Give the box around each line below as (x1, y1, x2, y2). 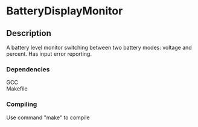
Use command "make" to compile (6, 114, 90, 121)
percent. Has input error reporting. (6, 50, 92, 58)
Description (6, 28, 51, 38)
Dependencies (6, 65, 50, 73)
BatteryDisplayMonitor (6, 4, 123, 18)
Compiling (6, 100, 37, 108)
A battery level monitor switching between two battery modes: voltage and (6, 44, 192, 51)
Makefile (6, 85, 28, 92)
